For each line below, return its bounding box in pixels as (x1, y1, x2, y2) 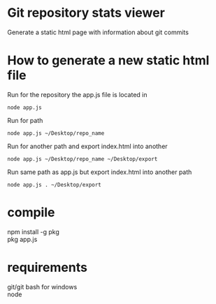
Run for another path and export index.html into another (7, 142, 168, 150)
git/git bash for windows (7, 282, 78, 291)
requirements (7, 260, 87, 275)
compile (7, 205, 55, 221)
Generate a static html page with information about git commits (7, 28, 189, 36)
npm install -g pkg (7, 227, 59, 236)
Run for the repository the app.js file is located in (7, 90, 147, 99)
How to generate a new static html (7, 52, 210, 68)
